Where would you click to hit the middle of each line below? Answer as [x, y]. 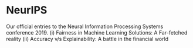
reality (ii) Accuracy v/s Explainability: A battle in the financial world [87, 39]
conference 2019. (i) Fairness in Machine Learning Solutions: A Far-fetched [97, 32]
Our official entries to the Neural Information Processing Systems [85, 26]
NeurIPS [27, 10]
